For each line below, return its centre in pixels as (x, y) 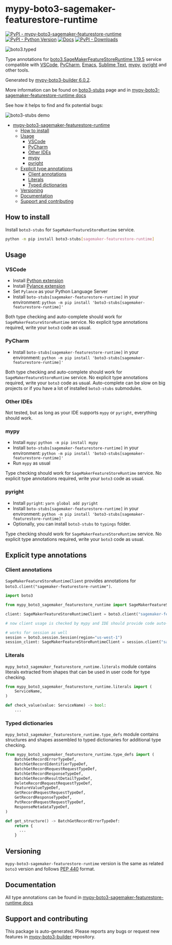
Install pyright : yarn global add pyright (55, 503)
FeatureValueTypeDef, (37, 788)
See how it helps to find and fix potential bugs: (54, 105)
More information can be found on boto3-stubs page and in (68, 90)
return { (24, 826)
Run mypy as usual (31, 463)
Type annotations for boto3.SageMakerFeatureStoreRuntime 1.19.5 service (83, 59)
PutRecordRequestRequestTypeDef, (50, 802)
